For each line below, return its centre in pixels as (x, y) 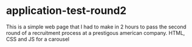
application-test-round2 (66, 11)
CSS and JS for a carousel (38, 39)
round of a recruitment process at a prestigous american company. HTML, (96, 32)
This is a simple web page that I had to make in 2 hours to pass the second (96, 27)
